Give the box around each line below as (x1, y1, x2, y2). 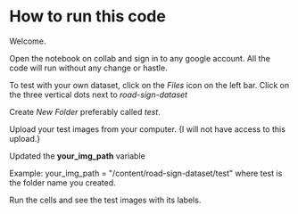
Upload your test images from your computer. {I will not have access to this (9, 123, 286, 135)
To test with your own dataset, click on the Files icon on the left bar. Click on (9, 79, 290, 90)
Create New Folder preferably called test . (9, 106, 161, 117)
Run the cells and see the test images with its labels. (9, 194, 202, 205)
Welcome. (9, 36, 46, 46)
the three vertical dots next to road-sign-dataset (9, 89, 188, 100)
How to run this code (9, 6, 167, 27)
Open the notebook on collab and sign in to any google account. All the (9, 53, 270, 63)
